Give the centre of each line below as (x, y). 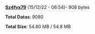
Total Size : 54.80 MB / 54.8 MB (38, 26)
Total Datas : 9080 (24, 17)
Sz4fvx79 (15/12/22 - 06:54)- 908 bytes (47, 7)
